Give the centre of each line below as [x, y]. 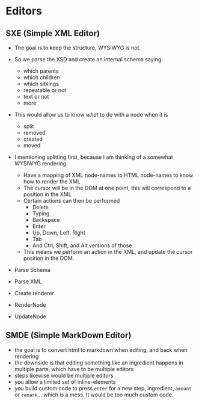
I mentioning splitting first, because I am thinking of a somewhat [93, 157]
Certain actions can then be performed [72, 201]
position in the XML [47, 194]
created [33, 139]
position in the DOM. [49, 258]
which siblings [41, 84]
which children [42, 77]
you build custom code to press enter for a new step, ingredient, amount [103, 388]
